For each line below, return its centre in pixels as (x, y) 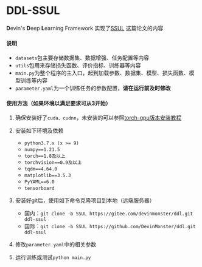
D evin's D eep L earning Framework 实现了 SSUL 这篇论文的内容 (85, 28)
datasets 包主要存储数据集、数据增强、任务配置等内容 (82, 58)
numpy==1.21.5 (42, 150)
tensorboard (39, 189)
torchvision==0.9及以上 (53, 163)
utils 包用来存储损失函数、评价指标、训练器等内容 (78, 66)
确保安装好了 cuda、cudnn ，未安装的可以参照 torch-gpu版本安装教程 (98, 118)
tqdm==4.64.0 (41, 169)
